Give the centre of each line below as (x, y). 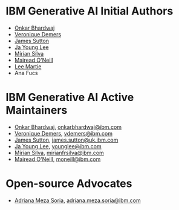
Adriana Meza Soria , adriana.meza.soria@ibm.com (77, 200)
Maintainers (37, 110)
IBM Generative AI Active (70, 97)
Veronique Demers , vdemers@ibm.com (63, 133)
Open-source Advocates (69, 184)
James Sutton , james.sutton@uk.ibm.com (66, 140)
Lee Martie (28, 66)
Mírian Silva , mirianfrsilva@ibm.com (59, 153)
